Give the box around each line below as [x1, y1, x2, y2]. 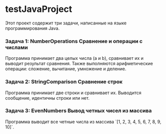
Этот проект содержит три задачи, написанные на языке [5, 20, 127, 26]
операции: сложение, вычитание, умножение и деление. [5, 66, 127, 72]
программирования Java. [5, 25, 60, 31]
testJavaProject [5, 3, 72, 15]
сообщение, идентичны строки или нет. [5, 95, 90, 101]
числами [5, 44, 28, 51]
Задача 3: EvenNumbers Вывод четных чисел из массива [5, 107, 152, 114]
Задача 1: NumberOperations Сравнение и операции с [5, 37, 143, 44]
